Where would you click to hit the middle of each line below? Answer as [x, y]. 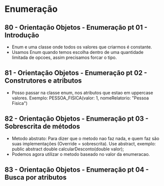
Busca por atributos [36, 177]
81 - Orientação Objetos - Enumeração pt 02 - [76, 73]
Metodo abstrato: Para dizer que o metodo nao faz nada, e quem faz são [85, 138]
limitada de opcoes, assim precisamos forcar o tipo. [64, 57]
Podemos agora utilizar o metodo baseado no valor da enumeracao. [81, 154]
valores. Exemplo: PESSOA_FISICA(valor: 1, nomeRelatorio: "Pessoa [80, 98]
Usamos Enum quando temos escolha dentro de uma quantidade [78, 52]
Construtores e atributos [43, 81]
